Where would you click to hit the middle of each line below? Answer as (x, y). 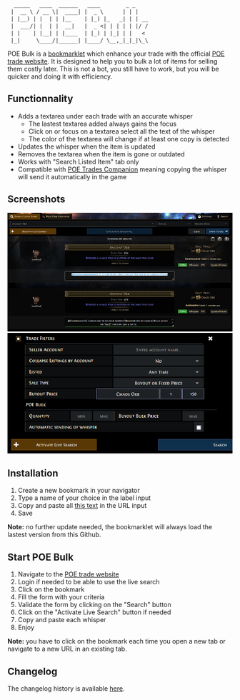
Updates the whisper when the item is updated (86, 146)
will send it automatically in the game (72, 176)
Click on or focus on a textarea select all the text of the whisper (122, 131)
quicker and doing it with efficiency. (60, 76)
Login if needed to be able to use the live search (89, 582)
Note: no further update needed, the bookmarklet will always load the (110, 527)
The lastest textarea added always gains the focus (102, 124)
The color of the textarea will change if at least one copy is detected (129, 139)
